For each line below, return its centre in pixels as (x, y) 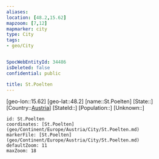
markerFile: (21, 135)
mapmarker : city (27, 29)
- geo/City (20, 46)
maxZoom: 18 (21, 151)
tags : (13, 40)
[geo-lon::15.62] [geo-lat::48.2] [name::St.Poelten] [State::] (80, 101)
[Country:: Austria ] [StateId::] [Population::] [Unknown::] (75, 108)
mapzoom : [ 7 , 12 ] (27, 23)
